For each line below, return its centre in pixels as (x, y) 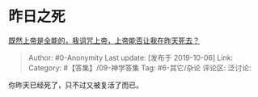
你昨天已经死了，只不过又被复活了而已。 (76, 85)
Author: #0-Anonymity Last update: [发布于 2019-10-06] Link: (131, 57)
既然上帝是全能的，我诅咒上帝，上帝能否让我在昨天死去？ (104, 40)
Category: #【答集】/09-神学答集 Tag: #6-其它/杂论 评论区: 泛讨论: (140, 67)
